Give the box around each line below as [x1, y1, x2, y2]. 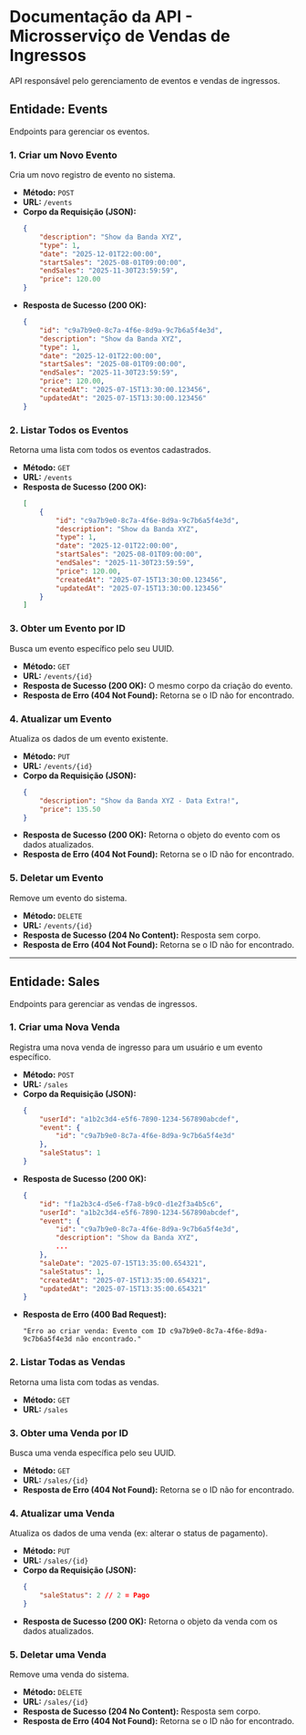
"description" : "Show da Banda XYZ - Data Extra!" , [39, 796, 240, 806]
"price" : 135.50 [39, 805, 101, 814]
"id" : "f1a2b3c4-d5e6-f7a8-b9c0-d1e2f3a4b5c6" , [39, 1199, 223, 1208]
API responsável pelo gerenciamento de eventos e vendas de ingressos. [9, 75, 280, 86]
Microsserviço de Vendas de [9, 26, 230, 46]
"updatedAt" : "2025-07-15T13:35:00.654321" [39, 1284, 207, 1293]
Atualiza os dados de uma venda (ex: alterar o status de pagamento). [9, 1528, 269, 1539]
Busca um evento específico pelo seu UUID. [9, 642, 175, 653]
